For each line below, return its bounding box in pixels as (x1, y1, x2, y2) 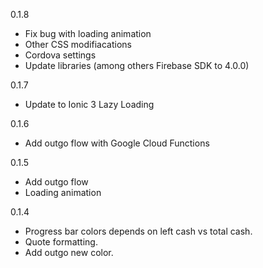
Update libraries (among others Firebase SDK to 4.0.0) (24, 60, 250, 71)
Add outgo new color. (24, 247, 114, 258)
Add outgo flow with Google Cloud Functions (24, 137, 210, 149)
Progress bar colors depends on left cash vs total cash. (24, 225, 253, 237)
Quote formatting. (24, 236, 98, 248)
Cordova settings (24, 49, 97, 61)
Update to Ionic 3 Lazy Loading (24, 99, 155, 110)
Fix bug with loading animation (24, 28, 152, 39)
